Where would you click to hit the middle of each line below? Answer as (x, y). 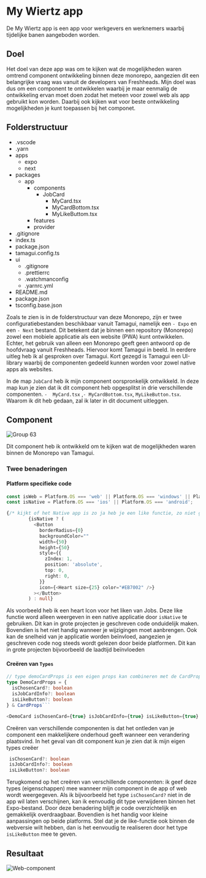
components (49, 188)
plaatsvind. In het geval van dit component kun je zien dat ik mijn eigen (96, 741)
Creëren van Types (30, 663)
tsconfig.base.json (39, 305)
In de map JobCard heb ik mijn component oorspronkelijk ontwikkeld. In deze (103, 381)
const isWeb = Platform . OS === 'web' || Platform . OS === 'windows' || (98, 496)
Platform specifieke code (39, 483)
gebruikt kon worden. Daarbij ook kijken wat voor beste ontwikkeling (93, 101)
